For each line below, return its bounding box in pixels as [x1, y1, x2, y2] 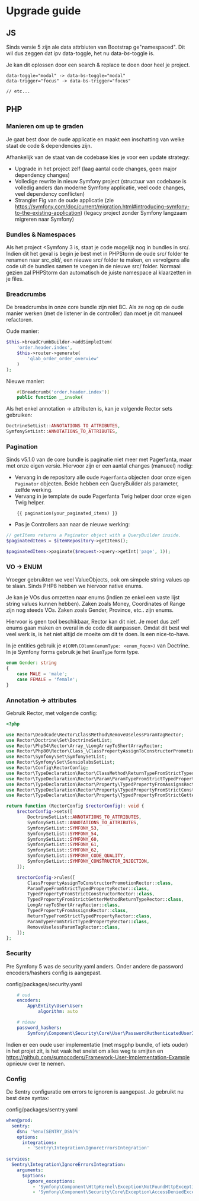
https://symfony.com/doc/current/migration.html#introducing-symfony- [14, 203, 190, 210]
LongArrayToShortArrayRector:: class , [27, 902, 120, 908]
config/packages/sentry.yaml [6, 1106, 78, 1113]
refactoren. [6, 316, 34, 323]
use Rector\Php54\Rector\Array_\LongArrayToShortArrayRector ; [6, 743, 163, 749]
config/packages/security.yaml [6, 980, 82, 987]
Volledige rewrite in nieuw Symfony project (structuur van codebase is [14, 177, 187, 185]
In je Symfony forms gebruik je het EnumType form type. [6, 649, 140, 656]
